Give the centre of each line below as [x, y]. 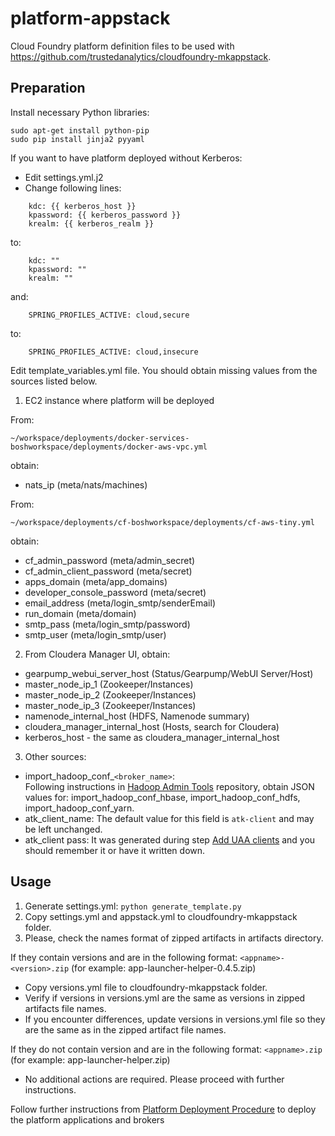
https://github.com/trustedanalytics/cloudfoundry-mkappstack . [141, 56]
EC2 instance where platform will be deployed [119, 400]
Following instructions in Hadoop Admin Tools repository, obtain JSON [169, 786]
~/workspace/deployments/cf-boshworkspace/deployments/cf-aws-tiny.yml [162, 522]
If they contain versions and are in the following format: [124, 957]
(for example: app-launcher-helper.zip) [90, 1059]
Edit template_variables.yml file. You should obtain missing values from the [164, 370]
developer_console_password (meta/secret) [115, 592]
